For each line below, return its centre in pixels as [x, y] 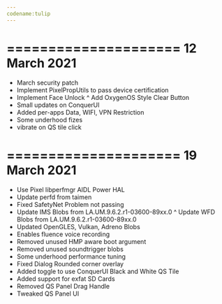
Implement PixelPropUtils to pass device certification [92, 90]
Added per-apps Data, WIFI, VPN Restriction [80, 112]
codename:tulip [29, 14]
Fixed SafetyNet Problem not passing [70, 204]
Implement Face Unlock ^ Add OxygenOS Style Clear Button [103, 97]
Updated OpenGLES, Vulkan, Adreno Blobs [78, 226]
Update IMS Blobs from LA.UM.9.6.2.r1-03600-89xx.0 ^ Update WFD [116, 212]
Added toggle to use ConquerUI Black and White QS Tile [98, 271]
